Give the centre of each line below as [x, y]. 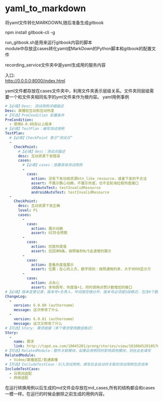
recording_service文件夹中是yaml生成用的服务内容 [55, 65]
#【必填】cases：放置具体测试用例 [52, 165]
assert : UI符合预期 [49, 233]
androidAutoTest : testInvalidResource [70, 192]
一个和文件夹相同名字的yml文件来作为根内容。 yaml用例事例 [69, 97]
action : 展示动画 [47, 229]
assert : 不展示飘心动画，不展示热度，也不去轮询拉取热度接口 [85, 183]
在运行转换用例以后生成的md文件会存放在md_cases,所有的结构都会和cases [80, 388]
